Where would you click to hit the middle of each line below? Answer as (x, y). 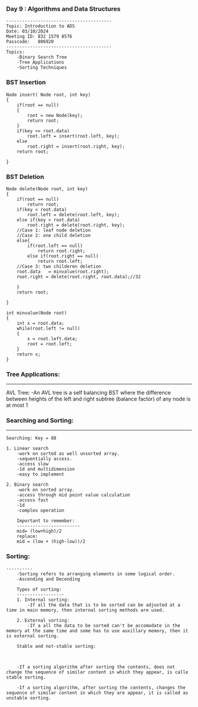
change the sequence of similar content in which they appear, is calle (97, 672)
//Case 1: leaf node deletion (54, 230)
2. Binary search (27, 485)
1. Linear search (27, 449)
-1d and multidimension (46, 469)
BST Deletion (25, 177)
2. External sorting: (43, 620)
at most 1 (17, 405)
